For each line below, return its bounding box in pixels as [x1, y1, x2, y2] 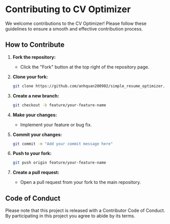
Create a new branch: [12, 92, 59, 99]
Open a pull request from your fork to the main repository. [20, 179, 141, 185]
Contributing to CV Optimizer [5, 4, 131, 15]
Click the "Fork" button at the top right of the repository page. [20, 63, 150, 70]
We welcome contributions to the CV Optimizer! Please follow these [5, 20, 147, 26]
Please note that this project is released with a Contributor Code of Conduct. [5, 207, 165, 214]
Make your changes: [12, 112, 57, 118]
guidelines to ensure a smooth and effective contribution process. [5, 25, 143, 31]
